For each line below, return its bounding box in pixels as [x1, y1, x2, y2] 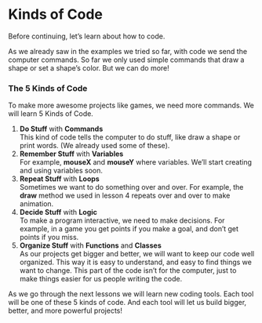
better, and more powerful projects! [8, 306, 123, 315]
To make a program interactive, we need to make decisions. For [19, 216, 225, 225]
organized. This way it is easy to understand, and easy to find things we [19, 257, 253, 267]
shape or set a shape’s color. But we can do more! [8, 63, 170, 72]
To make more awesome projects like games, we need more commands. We [8, 100, 255, 111]
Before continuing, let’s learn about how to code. [8, 31, 166, 41]
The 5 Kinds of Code [8, 82, 88, 93]
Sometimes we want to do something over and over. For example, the [19, 183, 244, 192]
